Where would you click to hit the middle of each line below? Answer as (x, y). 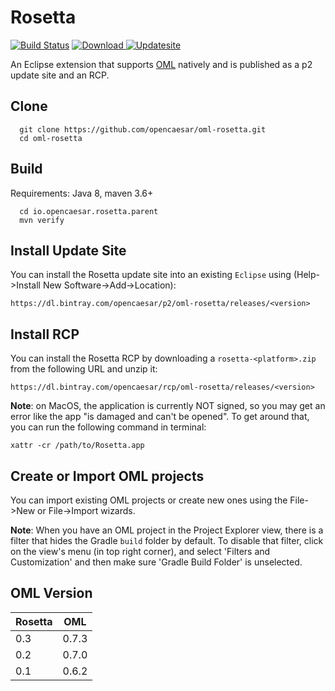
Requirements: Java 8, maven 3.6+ (82, 193)
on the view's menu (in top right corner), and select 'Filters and (140, 551)
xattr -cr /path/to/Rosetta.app (77, 446)
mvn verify (42, 220)
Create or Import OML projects (107, 476)
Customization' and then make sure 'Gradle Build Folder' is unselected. (156, 562)
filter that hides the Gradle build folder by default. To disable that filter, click (167, 540)
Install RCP (45, 334)
